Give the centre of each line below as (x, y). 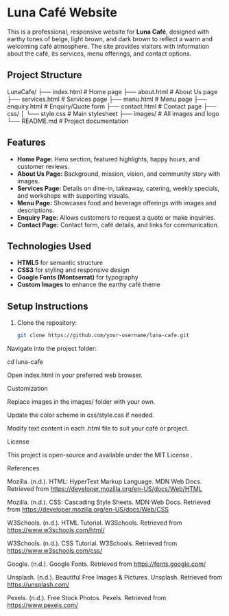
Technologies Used (49, 246)
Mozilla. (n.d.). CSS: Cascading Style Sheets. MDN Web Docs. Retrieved (109, 502)
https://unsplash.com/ (38, 584)
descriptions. (36, 210)
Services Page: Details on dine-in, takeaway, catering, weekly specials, (118, 188)
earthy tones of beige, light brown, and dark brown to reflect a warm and (110, 38)
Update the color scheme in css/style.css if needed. (81, 415)
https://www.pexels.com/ (43, 605)
